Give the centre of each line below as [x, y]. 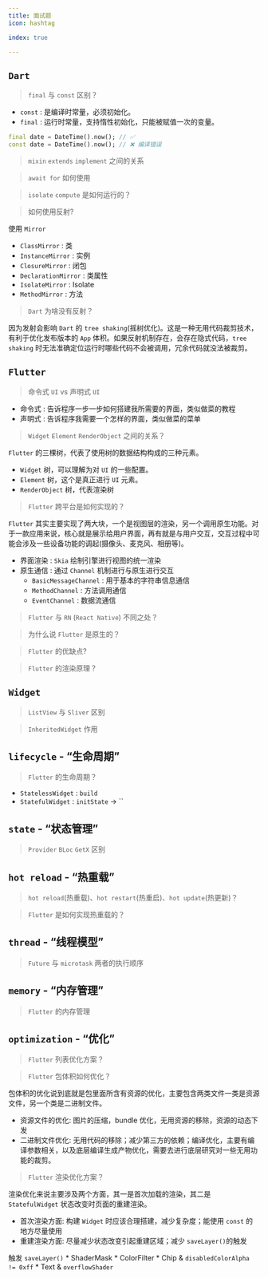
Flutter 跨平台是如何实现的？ [76, 506]
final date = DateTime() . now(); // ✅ [72, 137]
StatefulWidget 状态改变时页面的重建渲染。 [80, 1204]
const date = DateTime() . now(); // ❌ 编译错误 [85, 144]
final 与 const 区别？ [63, 95]
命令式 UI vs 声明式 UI [64, 391]
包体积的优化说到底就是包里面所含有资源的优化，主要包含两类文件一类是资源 [134, 1094]
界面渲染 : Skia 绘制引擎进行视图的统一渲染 [91, 560]
